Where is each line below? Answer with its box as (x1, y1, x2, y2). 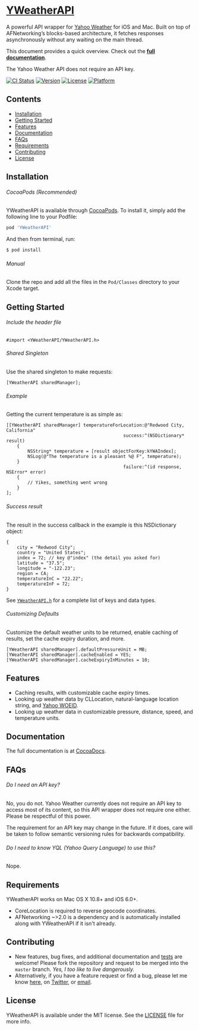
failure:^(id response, (123, 464, 182, 470)
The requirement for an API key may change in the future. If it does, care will (6, 824, 193, 831)
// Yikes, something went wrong (27, 480, 108, 486)
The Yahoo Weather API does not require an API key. (6, 65, 135, 72)
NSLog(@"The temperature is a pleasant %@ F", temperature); (27, 454, 182, 460)
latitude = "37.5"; (17, 560, 65, 566)
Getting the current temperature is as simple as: (6, 411, 123, 418)
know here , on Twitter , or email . (14, 978, 92, 985)
